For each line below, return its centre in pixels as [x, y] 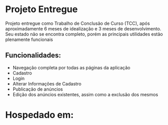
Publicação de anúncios [38, 89]
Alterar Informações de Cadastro [47, 84]
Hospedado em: [40, 115]
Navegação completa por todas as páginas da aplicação [71, 67]
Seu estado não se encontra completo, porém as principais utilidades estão [84, 34]
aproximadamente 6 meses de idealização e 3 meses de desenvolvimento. [83, 28]
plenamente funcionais [29, 39]
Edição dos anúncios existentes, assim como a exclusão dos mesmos [85, 94]
